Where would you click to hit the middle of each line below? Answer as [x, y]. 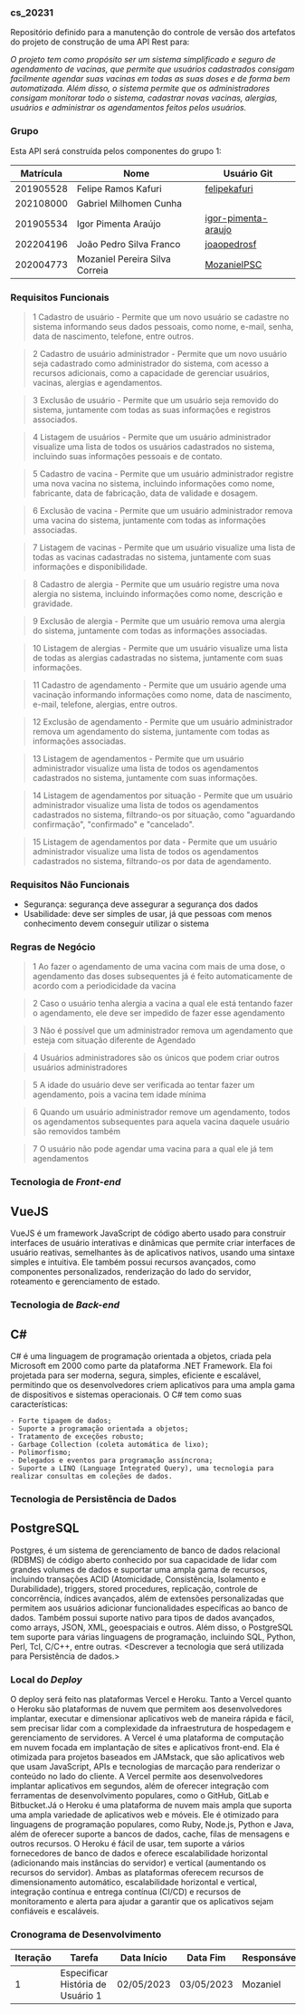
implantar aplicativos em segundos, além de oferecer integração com [140, 1786]
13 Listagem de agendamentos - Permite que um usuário [138, 758]
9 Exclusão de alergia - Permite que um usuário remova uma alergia [159, 621]
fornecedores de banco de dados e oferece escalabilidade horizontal [139, 1853]
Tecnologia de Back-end [65, 1305]
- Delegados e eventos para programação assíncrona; [112, 1460]
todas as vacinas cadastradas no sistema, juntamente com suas [152, 557]
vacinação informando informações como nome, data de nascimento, [162, 694]
